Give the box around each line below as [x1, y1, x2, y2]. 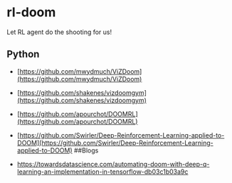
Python [6, 48, 40, 60]
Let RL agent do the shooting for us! [6, 28, 112, 36]
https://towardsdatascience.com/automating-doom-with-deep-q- [16, 160, 210, 168]
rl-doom [6, 4, 56, 21]
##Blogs [73, 146, 99, 155]
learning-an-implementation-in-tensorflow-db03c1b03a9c [16, 167, 189, 176]
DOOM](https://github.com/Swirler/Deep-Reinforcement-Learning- [16, 138, 214, 147]
